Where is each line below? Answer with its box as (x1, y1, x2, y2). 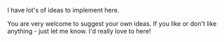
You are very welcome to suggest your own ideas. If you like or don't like (7, 20, 217, 27)
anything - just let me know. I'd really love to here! (7, 27, 151, 35)
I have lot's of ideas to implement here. (7, 6, 120, 14)
